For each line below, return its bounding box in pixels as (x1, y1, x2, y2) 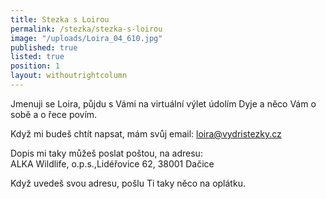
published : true (10, 42, 78, 53)
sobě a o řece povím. (10, 108, 98, 120)
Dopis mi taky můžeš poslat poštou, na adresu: (10, 147, 203, 159)
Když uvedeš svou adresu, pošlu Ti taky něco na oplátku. (10, 177, 246, 189)
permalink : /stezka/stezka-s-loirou (10, 24, 163, 34)
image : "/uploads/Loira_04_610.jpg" (10, 33, 163, 43)
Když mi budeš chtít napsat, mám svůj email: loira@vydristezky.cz (10, 127, 282, 140)
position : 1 (10, 61, 60, 71)
